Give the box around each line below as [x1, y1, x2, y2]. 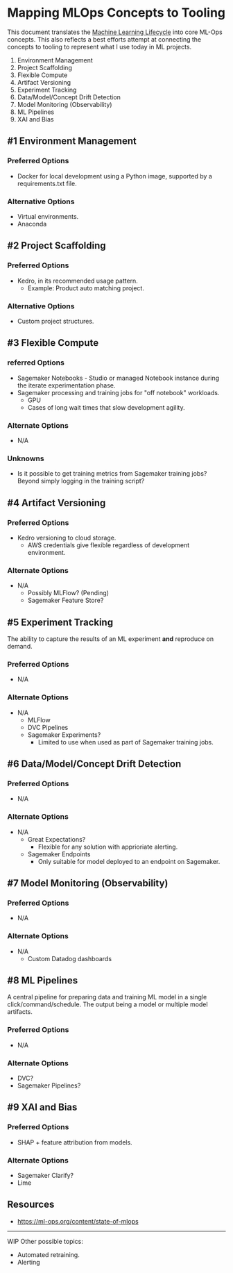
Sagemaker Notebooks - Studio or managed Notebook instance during [17, 374, 220, 382]
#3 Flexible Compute [7, 337, 99, 349]
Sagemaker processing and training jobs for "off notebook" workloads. [17, 388, 220, 397]
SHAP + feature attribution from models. [17, 1138, 133, 1147]
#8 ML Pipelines [7, 974, 78, 986]
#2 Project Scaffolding [7, 240, 106, 251]
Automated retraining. [17, 1250, 80, 1258]
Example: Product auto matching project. [27, 283, 144, 292]
